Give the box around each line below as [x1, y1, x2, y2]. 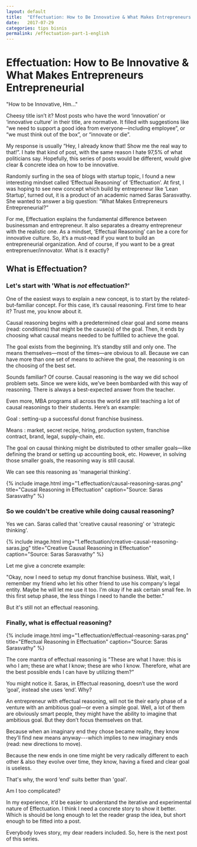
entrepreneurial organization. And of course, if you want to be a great [6, 240, 175, 248]
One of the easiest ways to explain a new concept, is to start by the [6, 295, 170, 302]
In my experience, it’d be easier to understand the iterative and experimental [6, 799, 192, 806]
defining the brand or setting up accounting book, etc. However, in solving [6, 450, 187, 458]
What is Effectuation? [6, 264, 87, 274]
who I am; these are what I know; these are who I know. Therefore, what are [6, 662, 191, 669]
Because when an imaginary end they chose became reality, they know [6, 728, 180, 735]
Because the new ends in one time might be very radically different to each [6, 752, 189, 759]
